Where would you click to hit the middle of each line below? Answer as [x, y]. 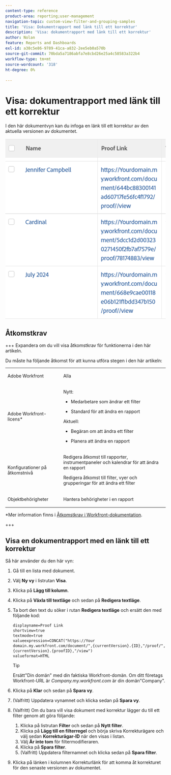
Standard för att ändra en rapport [106, 411]
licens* [15, 419]
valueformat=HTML [31, 656]
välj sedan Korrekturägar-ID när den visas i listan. [73, 736]
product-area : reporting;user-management [50, 16]
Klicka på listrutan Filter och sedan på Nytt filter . [72, 725]
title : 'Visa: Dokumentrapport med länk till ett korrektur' [72, 27]
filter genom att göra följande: [44, 716]
